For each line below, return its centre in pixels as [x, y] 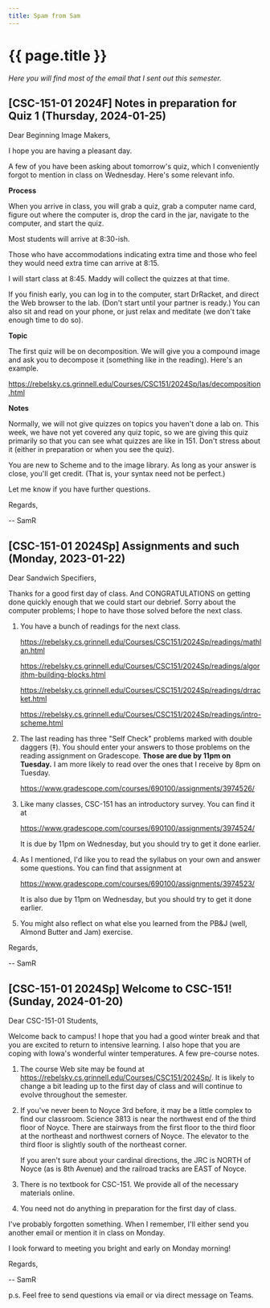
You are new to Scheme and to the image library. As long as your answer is [133, 465]
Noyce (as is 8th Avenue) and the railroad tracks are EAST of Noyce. [133, 1169]
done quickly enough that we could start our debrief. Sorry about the [122, 602]
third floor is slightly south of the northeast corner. [103, 1144]
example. [23, 368]
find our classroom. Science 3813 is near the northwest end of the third [138, 1119]
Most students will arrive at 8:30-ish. [69, 239]
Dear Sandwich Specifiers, [52, 578]
